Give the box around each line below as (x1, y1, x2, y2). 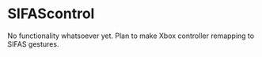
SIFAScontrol (7, 5, 95, 23)
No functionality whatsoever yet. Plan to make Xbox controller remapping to (7, 31, 255, 40)
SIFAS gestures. (7, 39, 59, 48)
